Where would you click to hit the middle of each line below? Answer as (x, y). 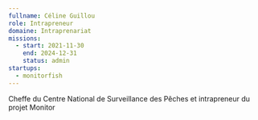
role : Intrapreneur (41, 23)
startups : (25, 68)
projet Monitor (32, 107)
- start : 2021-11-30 (50, 46)
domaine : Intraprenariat (50, 31)
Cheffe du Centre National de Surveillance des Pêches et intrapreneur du (129, 98)
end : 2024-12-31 (50, 53)
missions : (25, 38)
